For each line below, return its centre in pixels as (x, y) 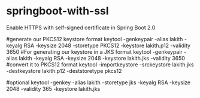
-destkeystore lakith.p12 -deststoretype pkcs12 (64, 71)
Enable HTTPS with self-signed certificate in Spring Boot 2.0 (81, 27)
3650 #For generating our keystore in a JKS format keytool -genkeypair (94, 51)
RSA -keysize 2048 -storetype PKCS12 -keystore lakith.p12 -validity (107, 45)
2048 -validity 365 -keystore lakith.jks (53, 88)
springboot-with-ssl (57, 11)
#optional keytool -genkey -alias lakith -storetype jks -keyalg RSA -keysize (99, 82)
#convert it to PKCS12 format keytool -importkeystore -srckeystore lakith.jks (100, 65)
